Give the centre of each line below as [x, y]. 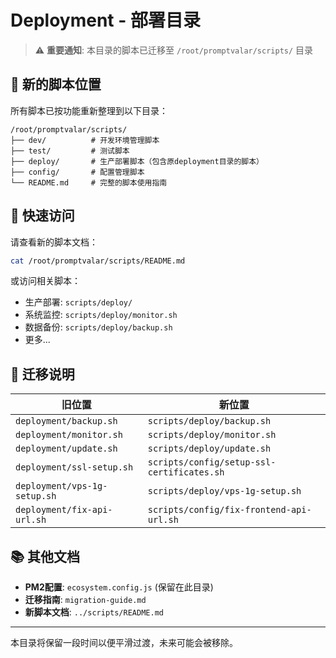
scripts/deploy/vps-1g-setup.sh [224, 491]
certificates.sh [186, 472]
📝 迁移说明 [42, 374]
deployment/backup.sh [66, 421]
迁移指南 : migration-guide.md [85, 600]
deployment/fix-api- [64, 510]
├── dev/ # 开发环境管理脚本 [85, 140]
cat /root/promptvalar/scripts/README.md [98, 261]
